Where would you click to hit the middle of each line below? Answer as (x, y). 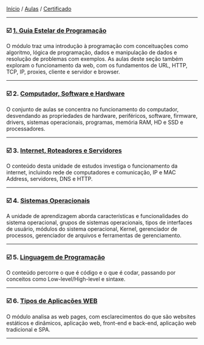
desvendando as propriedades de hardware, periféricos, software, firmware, (102, 115)
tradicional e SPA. (28, 329)
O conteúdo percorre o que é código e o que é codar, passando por (91, 273)
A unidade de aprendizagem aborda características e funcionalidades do (97, 216)
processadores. (26, 128)
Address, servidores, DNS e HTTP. (49, 179)
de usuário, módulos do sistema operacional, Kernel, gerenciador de (92, 229)
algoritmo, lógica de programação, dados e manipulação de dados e (92, 53)
